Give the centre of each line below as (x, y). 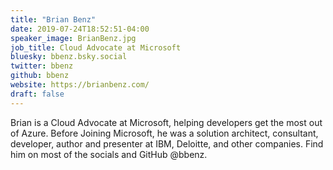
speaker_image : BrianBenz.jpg (73, 38)
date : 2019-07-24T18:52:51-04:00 (80, 29)
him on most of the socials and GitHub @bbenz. (109, 154)
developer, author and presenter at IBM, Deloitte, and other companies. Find (167, 143)
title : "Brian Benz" (53, 19)
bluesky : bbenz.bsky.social (69, 57)
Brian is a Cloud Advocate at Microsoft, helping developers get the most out (166, 122)
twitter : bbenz (42, 66)
